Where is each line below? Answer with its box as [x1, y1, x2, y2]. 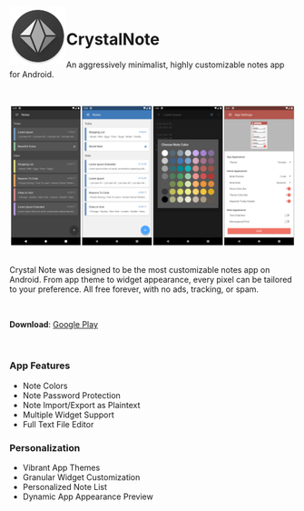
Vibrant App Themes [22, 462, 101, 473]
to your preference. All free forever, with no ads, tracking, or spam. [9, 284, 260, 295]
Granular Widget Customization [22, 471, 141, 483]
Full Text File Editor [22, 418, 94, 429]
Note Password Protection [22, 389, 121, 401]
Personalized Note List [22, 481, 107, 492]
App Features [9, 359, 71, 372]
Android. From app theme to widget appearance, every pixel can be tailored [9, 275, 292, 286]
